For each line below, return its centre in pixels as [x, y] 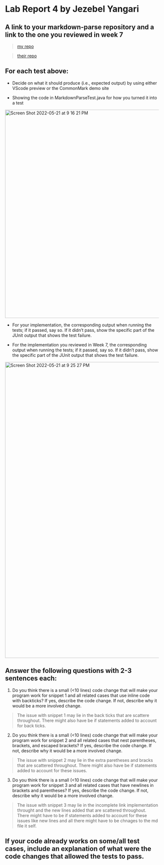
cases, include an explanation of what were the [78, 849]
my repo [25, 46]
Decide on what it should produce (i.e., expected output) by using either [84, 83]
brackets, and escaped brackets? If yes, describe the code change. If [82, 745]
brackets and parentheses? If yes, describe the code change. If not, [80, 790]
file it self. [27, 826]
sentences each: [31, 679]
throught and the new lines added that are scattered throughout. [82, 810]
